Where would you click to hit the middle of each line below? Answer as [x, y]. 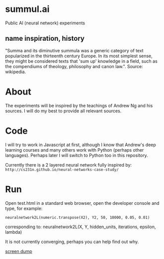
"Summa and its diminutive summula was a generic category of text [74, 50]
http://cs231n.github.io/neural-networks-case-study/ [62, 170]
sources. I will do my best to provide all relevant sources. [63, 111]
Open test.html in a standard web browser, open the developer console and [82, 203]
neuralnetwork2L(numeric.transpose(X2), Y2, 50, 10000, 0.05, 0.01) [78, 217]
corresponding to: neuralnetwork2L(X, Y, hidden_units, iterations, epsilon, [81, 227]
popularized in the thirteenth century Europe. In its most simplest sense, [79, 56]
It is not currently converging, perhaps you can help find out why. [72, 242]
